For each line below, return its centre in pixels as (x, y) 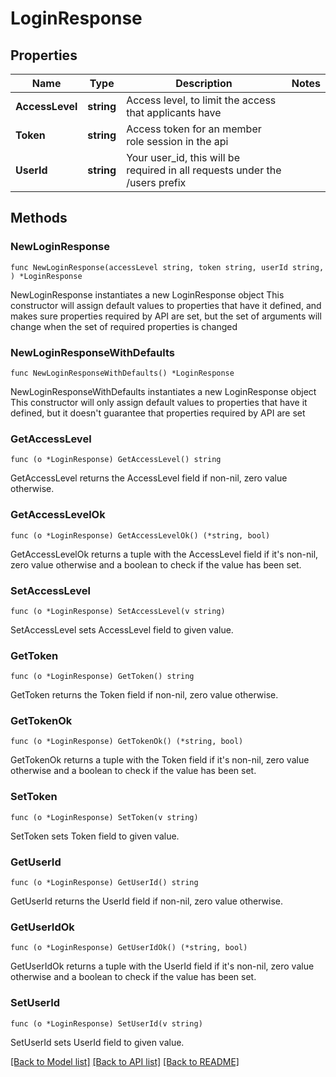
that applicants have (174, 112)
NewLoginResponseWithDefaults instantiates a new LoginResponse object (163, 391)
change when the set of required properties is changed (124, 326)
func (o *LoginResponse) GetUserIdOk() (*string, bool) (129, 948)
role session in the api (177, 141)
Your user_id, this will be (183, 157)
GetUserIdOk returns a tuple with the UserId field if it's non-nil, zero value (162, 966)
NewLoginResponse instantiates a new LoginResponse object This (147, 294)
